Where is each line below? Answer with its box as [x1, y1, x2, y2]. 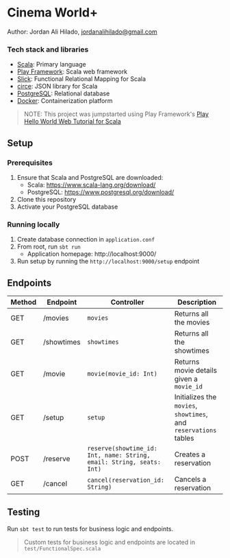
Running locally [7, 220, 60, 229]
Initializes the [174, 393, 217, 402]
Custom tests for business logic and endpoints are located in [23, 537, 195, 546]
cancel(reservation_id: [87, 476, 165, 485]
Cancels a [174, 475, 207, 485]
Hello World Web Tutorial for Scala [23, 117, 121, 126]
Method [10, 297, 37, 307]
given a [174, 374, 199, 384]
